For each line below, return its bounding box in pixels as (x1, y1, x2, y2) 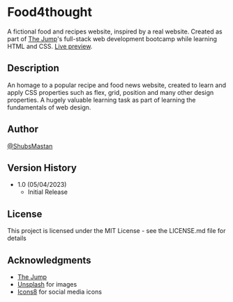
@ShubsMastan (7, 142, 53, 150)
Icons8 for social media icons (17, 287, 103, 296)
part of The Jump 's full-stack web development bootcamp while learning (7, 34, 218, 43)
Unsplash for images (17, 280, 77, 288)
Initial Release (27, 188, 68, 196)
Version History (7, 162, 77, 174)
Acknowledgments (7, 254, 92, 266)
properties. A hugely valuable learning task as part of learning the (7, 96, 196, 104)
